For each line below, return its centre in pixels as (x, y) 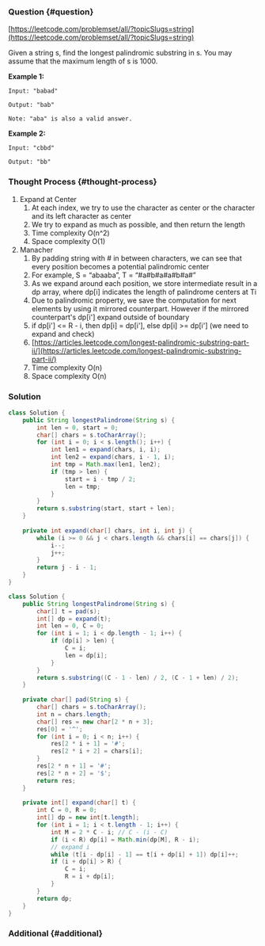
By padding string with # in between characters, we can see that (137, 258)
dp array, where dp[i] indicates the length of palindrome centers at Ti (144, 292)
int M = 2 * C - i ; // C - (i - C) (109, 832)
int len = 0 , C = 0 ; (70, 626)
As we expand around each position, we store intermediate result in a (144, 283)
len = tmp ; (83, 486)
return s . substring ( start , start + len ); (106, 509)
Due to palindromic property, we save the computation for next (134, 300)
